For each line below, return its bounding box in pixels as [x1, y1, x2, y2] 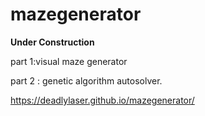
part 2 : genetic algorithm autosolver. [10, 74, 163, 87]
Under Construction [10, 36, 95, 48]
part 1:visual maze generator [10, 55, 128, 67]
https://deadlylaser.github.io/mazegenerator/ [10, 94, 195, 106]
